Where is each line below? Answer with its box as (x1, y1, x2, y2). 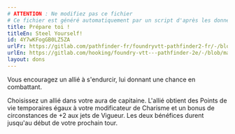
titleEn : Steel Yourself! (7, 29, 83, 37)
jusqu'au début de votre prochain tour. (7, 119, 117, 127)
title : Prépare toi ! (7, 23, 71, 30)
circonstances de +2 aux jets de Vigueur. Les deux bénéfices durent (7, 111, 204, 119)
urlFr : (7, 43, 27, 50)
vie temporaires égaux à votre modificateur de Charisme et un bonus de (7, 103, 215, 112)
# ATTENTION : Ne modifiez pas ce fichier (7, 10, 133, 18)
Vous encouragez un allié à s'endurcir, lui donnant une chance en (7, 75, 196, 83)
